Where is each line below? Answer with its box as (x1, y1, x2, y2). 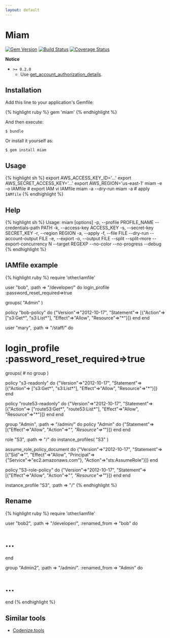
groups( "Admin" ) (5, 299, 43, 305)
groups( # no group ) (5, 370, 49, 376)
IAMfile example (5, 261, 58, 270)
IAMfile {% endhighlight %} (5, 191, 64, 197)
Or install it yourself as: (5, 138, 53, 144)
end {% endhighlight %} (5, 599, 56, 605)
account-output (5, 236, 38, 241)
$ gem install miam (5, 148, 47, 153)
